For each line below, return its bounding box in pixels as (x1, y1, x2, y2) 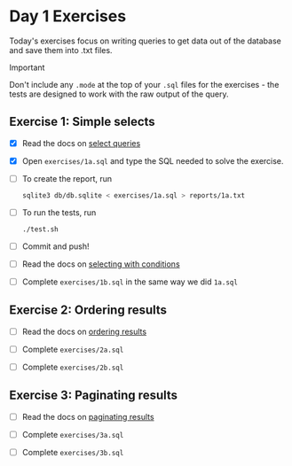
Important (9, 62, 45, 73)
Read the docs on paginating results (21, 411, 154, 422)
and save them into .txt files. (9, 44, 113, 55)
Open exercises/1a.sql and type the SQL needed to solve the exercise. (21, 155, 284, 166)
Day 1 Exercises (9, 6, 127, 27)
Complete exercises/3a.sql (21, 429, 124, 439)
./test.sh (21, 224, 59, 234)
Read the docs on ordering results (21, 326, 147, 337)
